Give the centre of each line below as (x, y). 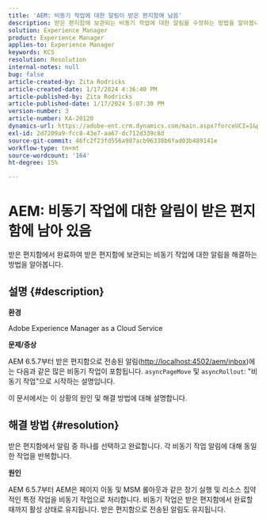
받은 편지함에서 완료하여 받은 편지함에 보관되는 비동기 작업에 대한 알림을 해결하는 (133, 255)
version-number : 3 (38, 112)
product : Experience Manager (56, 38)
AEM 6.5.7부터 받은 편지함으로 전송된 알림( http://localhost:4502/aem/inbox (127, 361)
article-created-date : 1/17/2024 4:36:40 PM (83, 89)
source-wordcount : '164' (49, 155)
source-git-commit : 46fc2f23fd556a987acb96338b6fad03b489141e (113, 141)
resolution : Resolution (47, 60)
